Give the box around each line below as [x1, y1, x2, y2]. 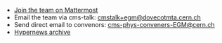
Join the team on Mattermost [13, 6, 98, 14]
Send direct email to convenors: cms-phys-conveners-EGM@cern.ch [13, 21, 216, 28]
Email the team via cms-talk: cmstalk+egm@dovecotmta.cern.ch [13, 13, 202, 21]
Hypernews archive [13, 28, 71, 36]
